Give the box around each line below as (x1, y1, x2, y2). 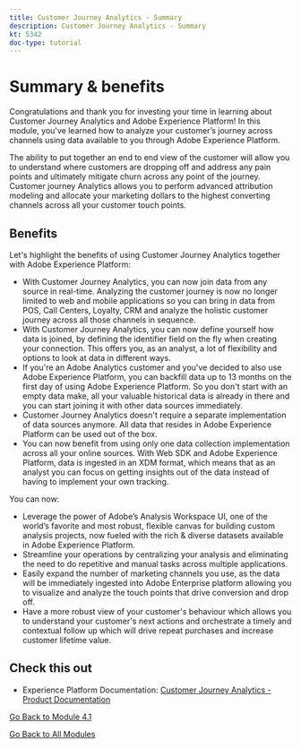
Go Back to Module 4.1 (9, 711, 92, 722)
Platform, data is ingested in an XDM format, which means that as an (21, 458, 276, 468)
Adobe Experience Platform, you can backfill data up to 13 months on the (21, 372, 292, 382)
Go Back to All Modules (9, 728, 96, 739)
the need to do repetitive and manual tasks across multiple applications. (21, 559, 288, 569)
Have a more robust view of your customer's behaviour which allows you (21, 606, 292, 616)
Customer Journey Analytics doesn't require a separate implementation (21, 409, 287, 420)
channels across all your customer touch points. (9, 200, 186, 211)
